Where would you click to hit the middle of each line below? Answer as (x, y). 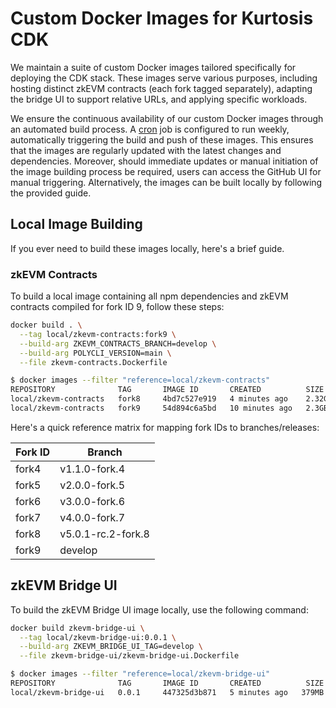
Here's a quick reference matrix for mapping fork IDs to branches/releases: (165, 427)
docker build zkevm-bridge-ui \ (77, 628)
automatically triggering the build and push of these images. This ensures (162, 139)
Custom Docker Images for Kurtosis (162, 18)
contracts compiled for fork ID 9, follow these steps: (117, 307)
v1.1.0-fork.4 (92, 469)
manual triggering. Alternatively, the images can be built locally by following (166, 182)
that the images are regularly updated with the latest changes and (146, 150)
